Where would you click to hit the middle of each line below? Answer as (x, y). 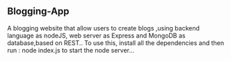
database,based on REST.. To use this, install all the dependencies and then (116, 43)
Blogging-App (38, 11)
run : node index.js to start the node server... (71, 50)
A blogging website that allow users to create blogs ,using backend (104, 28)
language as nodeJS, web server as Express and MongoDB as (96, 35)
